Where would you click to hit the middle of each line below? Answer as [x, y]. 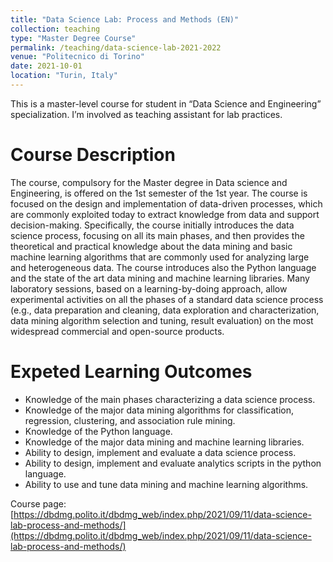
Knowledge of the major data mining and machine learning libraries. [164, 442]
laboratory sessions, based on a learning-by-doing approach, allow [149, 288]
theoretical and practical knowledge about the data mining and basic [151, 246]
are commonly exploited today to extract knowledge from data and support [165, 214]
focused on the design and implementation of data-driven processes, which [166, 203]
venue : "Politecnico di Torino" [77, 57]
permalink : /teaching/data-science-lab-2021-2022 [116, 47]
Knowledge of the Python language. [98, 431]
